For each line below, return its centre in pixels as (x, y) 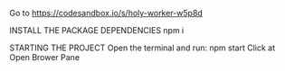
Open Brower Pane (44, 57)
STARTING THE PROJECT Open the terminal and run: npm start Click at (142, 48)
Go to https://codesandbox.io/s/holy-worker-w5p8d (106, 13)
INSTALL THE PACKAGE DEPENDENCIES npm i (97, 30)
